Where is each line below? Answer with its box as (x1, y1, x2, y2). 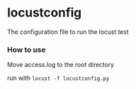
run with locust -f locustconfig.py (7, 74, 110, 82)
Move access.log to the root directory (7, 61, 115, 69)
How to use (7, 45, 46, 55)
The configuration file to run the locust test (7, 28, 129, 36)
